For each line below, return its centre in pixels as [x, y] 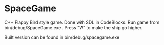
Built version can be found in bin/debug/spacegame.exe [62, 37]
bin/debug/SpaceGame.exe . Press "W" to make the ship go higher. [74, 27]
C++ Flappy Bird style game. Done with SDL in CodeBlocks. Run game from [82, 22]
